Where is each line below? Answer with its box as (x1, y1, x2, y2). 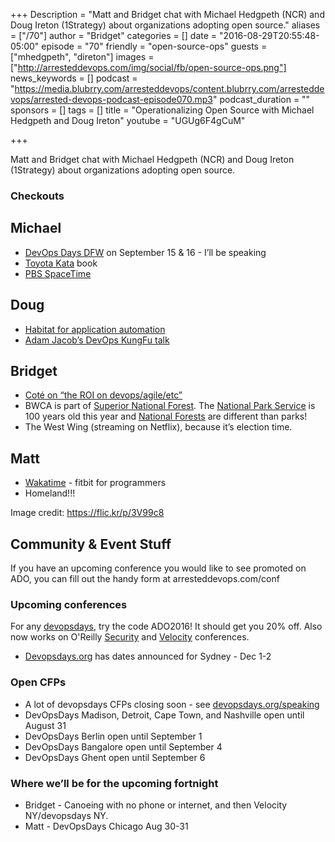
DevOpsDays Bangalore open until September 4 (24, 740, 223, 753)
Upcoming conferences (10, 597, 128, 611)
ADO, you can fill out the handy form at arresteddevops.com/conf (10, 572, 280, 584)
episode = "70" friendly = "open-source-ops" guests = (41, 40, 268, 52)
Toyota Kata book (24, 257, 98, 269)
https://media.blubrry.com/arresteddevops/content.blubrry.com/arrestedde (14, 83, 325, 94)
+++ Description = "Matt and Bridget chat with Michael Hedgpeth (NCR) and (10, 9, 325, 20)
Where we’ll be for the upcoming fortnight (10, 776, 219, 790)
